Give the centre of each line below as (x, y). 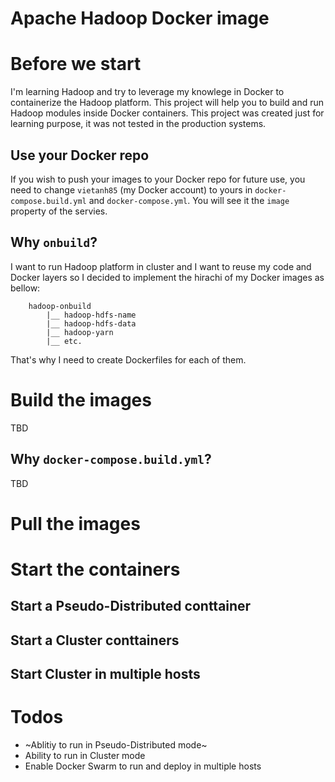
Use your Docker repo (80, 155)
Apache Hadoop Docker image (140, 18)
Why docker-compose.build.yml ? (111, 459)
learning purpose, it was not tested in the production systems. (138, 124)
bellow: (25, 288)
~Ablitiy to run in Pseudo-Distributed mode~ (116, 744)
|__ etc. (64, 341)
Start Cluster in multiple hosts (105, 674)
